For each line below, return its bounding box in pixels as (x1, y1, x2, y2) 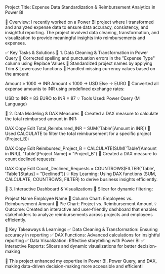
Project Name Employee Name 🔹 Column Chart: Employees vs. (5, 195, 133, 201)
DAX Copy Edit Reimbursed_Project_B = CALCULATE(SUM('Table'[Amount (5, 145, 157, 151)
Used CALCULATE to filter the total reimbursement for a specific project (5, 131, 152, 137)
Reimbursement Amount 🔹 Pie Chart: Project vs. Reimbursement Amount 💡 (5, 201, 157, 207)
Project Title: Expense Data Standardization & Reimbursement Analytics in (5, 4, 156, 10)
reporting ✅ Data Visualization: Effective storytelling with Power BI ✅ (5, 237, 145, 243)
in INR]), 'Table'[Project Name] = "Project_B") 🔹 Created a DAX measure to (5, 151, 157, 156)
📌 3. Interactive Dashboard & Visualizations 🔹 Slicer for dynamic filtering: (5, 186, 153, 192)
